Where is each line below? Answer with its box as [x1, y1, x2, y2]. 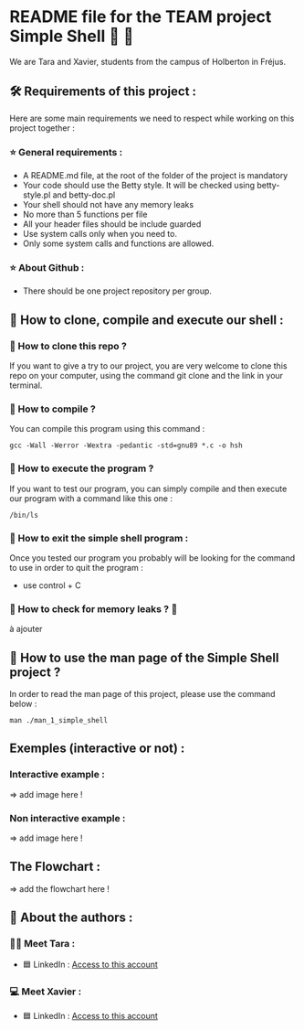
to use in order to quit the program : [9, 562, 143, 573]
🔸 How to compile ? [9, 402, 96, 415]
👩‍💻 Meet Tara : [9, 938, 76, 950]
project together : [9, 122, 75, 134]
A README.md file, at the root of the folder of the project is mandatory [22, 170, 288, 181]
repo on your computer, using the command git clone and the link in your [9, 370, 284, 381]
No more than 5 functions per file [22, 209, 148, 220]
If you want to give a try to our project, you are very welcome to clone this [9, 360, 288, 371]
